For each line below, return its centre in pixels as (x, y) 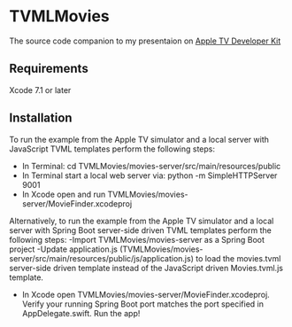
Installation (41, 118)
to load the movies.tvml (238, 258)
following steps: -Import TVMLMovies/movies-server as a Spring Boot (137, 239)
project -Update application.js (63, 249)
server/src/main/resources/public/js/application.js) (102, 258)
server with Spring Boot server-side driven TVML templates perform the (140, 230)
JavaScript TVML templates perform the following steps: (112, 149)
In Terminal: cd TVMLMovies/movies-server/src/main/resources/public (151, 166)
